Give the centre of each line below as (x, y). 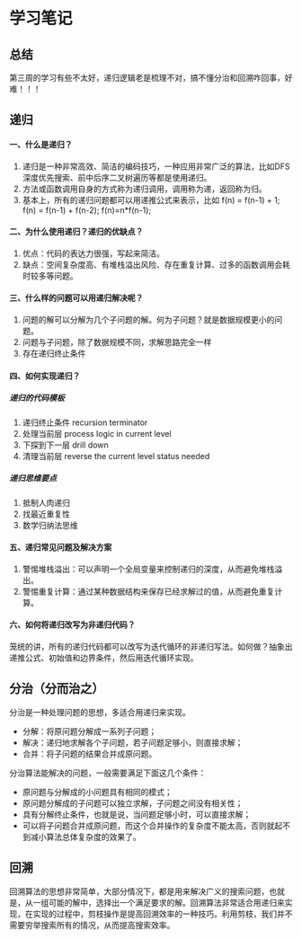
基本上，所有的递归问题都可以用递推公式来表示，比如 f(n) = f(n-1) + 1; (151, 199)
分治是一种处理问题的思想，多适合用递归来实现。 (100, 712)
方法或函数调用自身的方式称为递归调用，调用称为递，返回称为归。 (144, 189)
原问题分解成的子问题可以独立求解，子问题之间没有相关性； (133, 803)
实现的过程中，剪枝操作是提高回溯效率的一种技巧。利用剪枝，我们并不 (163, 914)
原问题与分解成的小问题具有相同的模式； (97, 792)
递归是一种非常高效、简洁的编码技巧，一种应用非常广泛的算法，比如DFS (156, 166)
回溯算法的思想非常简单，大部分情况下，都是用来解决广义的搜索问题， (139, 891)
